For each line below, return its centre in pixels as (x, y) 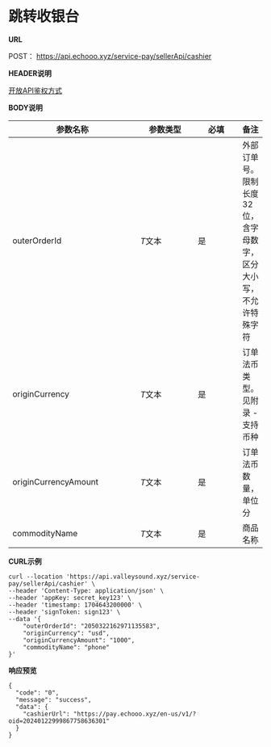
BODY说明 (25, 107)
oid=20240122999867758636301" (59, 721)
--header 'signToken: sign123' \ (65, 612)
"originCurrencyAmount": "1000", (79, 640)
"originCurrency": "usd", (67, 633)
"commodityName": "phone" (67, 647)
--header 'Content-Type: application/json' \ (86, 590)
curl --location (35, 577)
